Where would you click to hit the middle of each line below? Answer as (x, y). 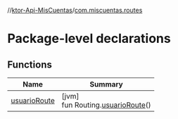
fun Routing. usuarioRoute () (106, 105)
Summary (106, 84)
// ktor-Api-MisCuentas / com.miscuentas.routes (75, 10)
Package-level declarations (89, 39)
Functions (30, 64)
